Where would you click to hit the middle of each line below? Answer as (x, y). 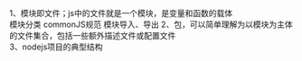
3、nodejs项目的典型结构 (56, 47)
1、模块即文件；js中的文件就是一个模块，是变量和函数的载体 (121, 13)
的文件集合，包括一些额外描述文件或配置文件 (93, 35)
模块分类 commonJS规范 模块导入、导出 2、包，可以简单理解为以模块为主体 (151, 24)
